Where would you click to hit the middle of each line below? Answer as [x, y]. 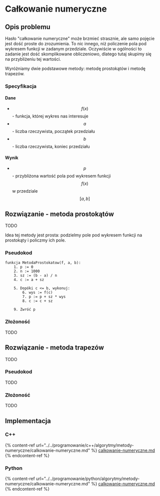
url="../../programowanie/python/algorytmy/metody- [88, 479]
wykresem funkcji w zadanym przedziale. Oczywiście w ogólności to [73, 49]
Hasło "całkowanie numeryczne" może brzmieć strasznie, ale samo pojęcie [80, 38]
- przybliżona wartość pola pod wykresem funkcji [61, 176]
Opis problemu [28, 27]
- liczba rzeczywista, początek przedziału [53, 132]
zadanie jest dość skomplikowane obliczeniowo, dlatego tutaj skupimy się [78, 54]
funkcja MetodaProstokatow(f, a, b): [43, 263]
